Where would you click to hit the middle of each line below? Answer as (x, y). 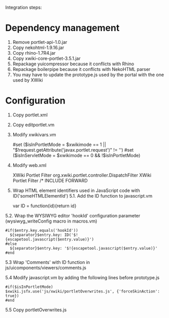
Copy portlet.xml (30, 115)
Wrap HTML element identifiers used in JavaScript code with (76, 190)
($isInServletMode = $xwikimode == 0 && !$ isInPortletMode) (76, 155)
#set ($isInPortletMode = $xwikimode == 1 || (59, 144)
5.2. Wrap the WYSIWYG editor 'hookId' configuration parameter (73, 215)
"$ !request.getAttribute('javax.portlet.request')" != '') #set (73, 150)
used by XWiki (28, 80)
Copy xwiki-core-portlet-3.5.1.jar (46, 58)
